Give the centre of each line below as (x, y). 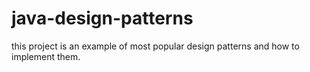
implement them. (46, 56)
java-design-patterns (102, 18)
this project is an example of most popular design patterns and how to (155, 46)
